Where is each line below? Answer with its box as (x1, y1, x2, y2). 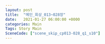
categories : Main (5, 21, 42, 27)
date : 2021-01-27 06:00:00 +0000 (5, 17, 80, 22)
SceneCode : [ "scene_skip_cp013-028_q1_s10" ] (5, 31, 100, 36)
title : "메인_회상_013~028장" (5, 12, 66, 17)
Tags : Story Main (5, 26, 42, 31)
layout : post (5, 7, 33, 13)
